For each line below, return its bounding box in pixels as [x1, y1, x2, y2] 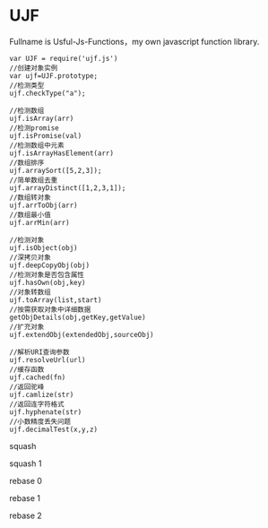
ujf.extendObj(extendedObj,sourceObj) [9, 330, 154, 339]
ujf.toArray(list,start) [9, 295, 102, 305]
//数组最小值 [9, 210, 51, 220]
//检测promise [9, 123, 60, 133]
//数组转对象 [9, 193, 51, 202]
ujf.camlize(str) [9, 390, 74, 399]
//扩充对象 [9, 322, 45, 332]
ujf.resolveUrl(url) [9, 355, 87, 364]
